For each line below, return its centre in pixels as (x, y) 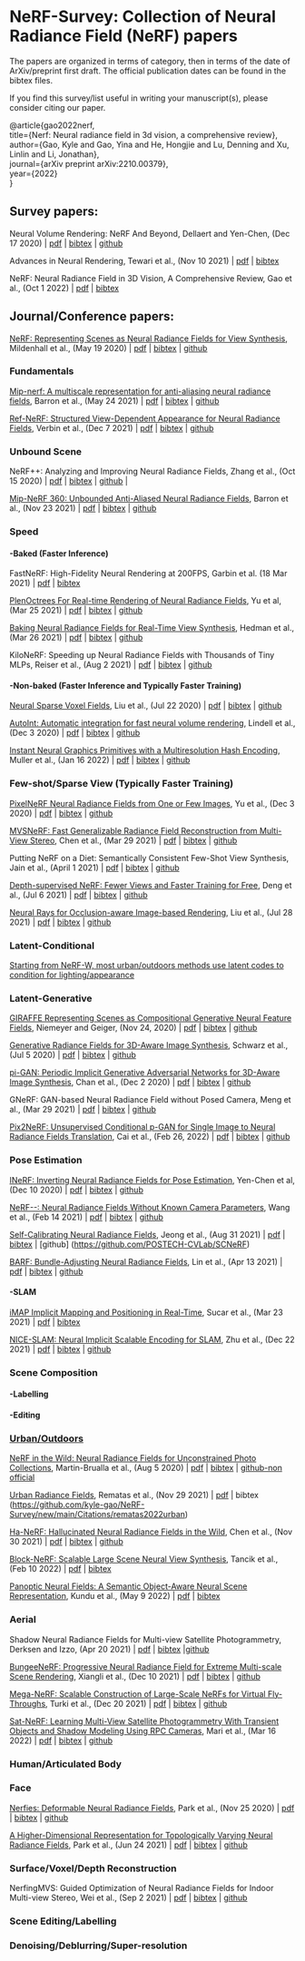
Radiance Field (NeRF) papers (123, 36)
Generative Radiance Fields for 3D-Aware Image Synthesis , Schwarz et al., (149, 1045)
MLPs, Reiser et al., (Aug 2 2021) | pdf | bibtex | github (111, 665)
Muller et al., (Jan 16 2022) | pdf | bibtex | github (100, 760)
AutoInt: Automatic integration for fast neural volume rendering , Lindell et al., (152, 723)
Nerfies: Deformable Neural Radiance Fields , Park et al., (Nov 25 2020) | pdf (152, 1808)
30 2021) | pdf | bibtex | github (67, 1542)
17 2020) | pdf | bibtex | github (66, 243)
